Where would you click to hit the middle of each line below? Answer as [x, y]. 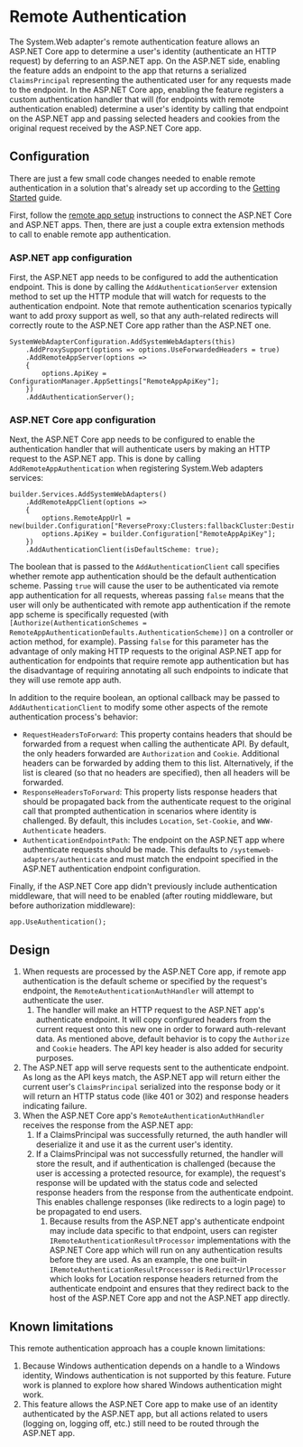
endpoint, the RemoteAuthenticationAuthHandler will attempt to [138, 991]
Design [30, 949]
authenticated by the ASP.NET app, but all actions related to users [145, 1414]
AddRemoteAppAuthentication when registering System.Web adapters [136, 468]
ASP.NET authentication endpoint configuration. [111, 869]
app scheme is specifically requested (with [89, 615]
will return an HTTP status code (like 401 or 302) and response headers [156, 1096]
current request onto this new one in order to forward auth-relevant [161, 1029]
